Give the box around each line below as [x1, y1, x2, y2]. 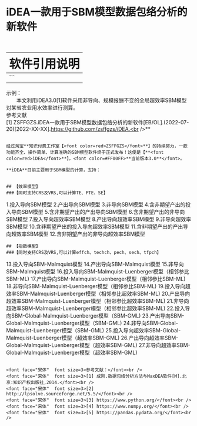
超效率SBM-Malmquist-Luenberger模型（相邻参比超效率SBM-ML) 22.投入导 [6, 305, 191, 312]
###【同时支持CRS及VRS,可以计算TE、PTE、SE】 [6, 190, 108, 196]
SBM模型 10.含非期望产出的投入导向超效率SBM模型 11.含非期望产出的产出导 [6, 223, 189, 230]
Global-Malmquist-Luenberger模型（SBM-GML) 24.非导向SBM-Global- [6, 319, 178, 326]
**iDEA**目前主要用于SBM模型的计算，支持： [6, 167, 101, 173]
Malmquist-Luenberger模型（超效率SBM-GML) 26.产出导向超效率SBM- [6, 334, 179, 341]
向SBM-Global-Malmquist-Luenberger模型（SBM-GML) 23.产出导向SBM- [6, 312, 185, 319]
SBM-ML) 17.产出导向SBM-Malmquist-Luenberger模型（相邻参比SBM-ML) [6, 275, 186, 282]
